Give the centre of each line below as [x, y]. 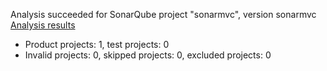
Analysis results [43, 25]
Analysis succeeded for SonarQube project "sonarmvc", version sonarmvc [163, 14]
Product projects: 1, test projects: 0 [97, 44]
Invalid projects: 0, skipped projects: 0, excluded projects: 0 [148, 55]
